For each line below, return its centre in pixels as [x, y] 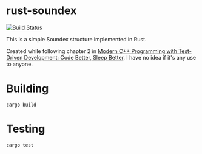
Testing [26, 129]
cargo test [20, 145]
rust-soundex [42, 11]
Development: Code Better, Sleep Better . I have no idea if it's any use [110, 57]
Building [28, 89]
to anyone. [20, 64]
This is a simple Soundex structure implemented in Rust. [76, 39]
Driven [15, 57]
